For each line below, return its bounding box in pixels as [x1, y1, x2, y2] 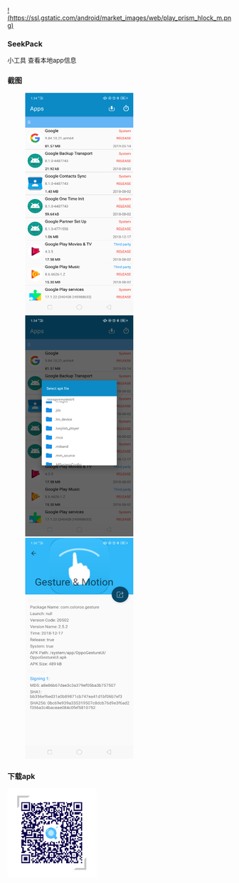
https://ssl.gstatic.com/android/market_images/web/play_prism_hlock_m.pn [9, 14, 232, 22]
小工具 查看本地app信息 [7, 56, 77, 65]
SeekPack [7, 39, 43, 49]
